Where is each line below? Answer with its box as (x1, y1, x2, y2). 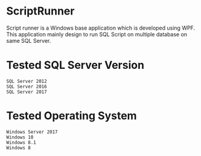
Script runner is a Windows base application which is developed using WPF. (6, 24, 195, 31)
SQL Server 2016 (6, 83, 47, 89)
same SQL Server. (6, 37, 51, 44)
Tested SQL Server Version (6, 59, 145, 72)
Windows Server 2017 (6, 129, 59, 135)
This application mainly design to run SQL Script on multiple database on (6, 30, 188, 37)
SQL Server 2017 (6, 89, 47, 95)
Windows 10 (6, 134, 34, 140)
